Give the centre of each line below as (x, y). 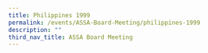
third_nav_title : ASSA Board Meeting (71, 37)
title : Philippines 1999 (49, 15)
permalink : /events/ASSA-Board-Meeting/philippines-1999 (104, 23)
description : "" (35, 30)
